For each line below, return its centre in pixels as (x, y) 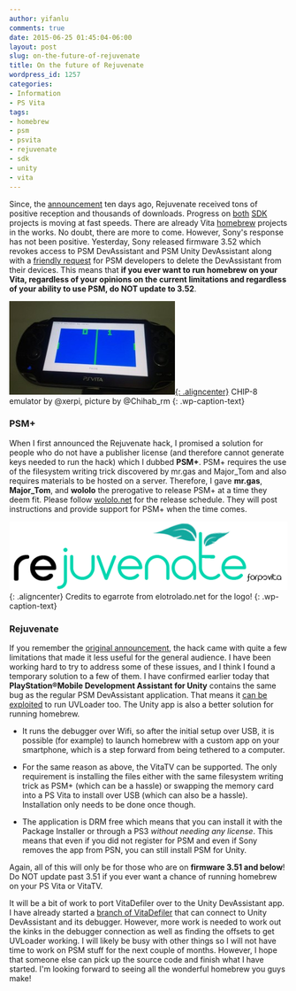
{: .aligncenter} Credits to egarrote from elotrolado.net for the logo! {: (135, 597)
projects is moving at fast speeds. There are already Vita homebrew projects (148, 222)
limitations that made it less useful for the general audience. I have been (140, 658)
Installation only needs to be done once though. (109, 805)
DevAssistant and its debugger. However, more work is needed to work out (145, 922)
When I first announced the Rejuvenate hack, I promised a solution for (136, 443)
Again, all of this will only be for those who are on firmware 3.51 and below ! (147, 867)
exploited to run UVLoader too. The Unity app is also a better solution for (141, 705)
